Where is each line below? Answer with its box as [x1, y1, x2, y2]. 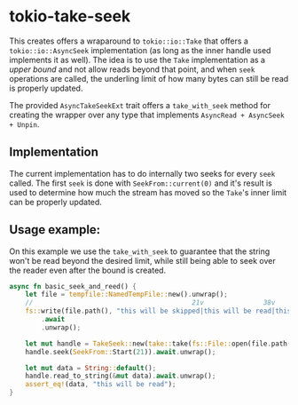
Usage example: [9, 222, 101, 237]
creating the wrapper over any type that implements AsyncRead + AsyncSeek [9, 109, 286, 120]
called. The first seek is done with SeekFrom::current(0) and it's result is [9, 178, 272, 188]
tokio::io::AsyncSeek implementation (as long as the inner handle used [9, 44, 271, 55]
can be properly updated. [9, 196, 102, 207]
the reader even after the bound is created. [9, 265, 167, 275]
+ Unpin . [9, 118, 40, 130]
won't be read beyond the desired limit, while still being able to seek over [9, 255, 277, 266]
